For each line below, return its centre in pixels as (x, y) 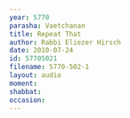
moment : (24, 83)
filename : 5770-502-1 (49, 67)
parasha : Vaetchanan (48, 26)
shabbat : (25, 91)
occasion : (28, 100)
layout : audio (36, 75)
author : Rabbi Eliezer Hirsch (65, 42)
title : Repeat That (45, 34)
